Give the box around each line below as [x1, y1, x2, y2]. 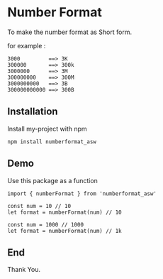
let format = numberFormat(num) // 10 [7, 209, 122, 216]
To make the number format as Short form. [7, 28, 133, 36]
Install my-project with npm [7, 124, 87, 133]
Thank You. [7, 266, 41, 274]
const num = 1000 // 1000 [7, 221, 84, 228]
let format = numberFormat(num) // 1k [7, 227, 122, 234]
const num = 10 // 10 [7, 202, 72, 209]
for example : [7, 41, 46, 50]
